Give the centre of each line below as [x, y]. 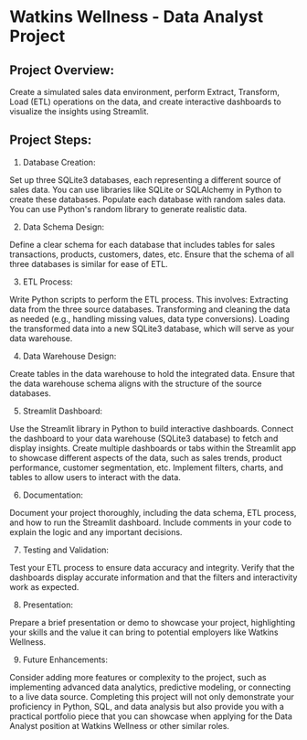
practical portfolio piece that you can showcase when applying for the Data [151, 716]
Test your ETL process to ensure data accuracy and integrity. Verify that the [152, 567]
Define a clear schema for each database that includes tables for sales [143, 244]
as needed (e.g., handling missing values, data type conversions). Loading [149, 318]
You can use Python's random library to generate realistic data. [128, 209]
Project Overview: [62, 70]
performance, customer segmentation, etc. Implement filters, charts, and [146, 467]
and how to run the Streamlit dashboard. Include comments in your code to [151, 522]
